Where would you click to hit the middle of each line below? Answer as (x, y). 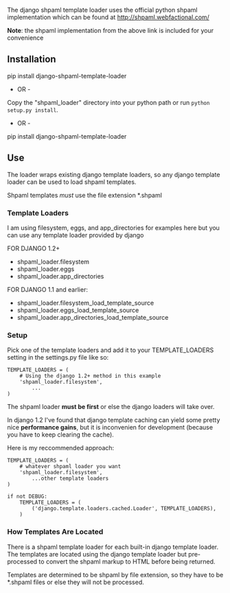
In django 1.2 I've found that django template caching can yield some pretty (114, 420)
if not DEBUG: (27, 497)
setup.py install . (33, 110)
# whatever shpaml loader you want (70, 467)
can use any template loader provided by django (76, 235)
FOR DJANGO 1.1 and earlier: (47, 289)
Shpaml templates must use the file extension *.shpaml (85, 195)
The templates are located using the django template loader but (97, 554)
